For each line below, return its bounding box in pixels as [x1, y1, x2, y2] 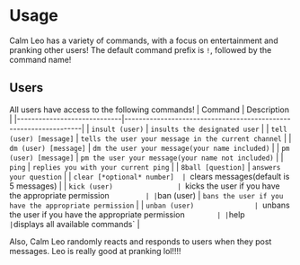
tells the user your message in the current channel [80, 134, 283, 144]
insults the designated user [150, 125, 260, 134]
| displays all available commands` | [9, 218, 141, 229]
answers [251, 163, 281, 172]
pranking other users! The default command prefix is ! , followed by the [9, 44, 272, 55]
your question [9, 172, 63, 181]
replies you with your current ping [32, 163, 170, 172]
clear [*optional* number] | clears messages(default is [73, 171, 290, 181]
